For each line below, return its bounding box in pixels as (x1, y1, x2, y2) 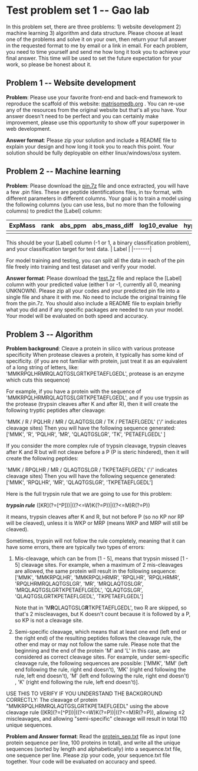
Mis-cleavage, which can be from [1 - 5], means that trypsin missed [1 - (14, 555, 189, 562)
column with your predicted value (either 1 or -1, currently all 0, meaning (6, 280, 181, 288)
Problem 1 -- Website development (6, 78, 136, 88)
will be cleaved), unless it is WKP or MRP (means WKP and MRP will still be (6, 520, 189, 527)
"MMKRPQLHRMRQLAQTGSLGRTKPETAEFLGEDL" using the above (6, 702, 169, 710)
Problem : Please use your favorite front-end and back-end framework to (6, 93, 183, 101)
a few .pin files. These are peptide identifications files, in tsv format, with (6, 188, 183, 195)
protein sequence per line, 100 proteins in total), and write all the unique (6, 739, 181, 746)
